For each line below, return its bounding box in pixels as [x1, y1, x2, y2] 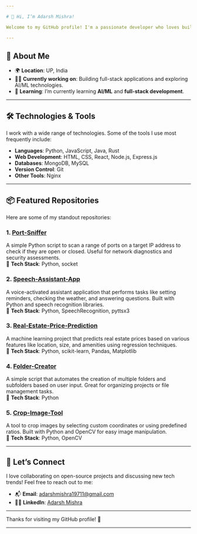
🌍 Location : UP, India [14, 67, 68, 74]
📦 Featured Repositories [6, 195, 99, 205]
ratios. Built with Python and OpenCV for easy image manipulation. [6, 428, 167, 436]
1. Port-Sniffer [6, 228, 47, 236]
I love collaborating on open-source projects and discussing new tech [6, 472, 175, 479]
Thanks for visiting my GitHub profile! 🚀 [6, 516, 101, 523]
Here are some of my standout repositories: [6, 213, 111, 220]
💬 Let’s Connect [6, 457, 65, 467]
